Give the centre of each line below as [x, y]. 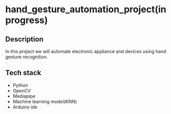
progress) [27, 20]
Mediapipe [24, 96]
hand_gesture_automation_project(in [86, 9]
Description [24, 39]
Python [20, 85]
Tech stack [23, 73]
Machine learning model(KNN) [45, 101]
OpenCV [22, 90]
